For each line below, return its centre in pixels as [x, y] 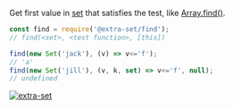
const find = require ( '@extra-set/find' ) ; [89, 29]
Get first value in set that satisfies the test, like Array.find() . [117, 13]
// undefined [33, 79]
